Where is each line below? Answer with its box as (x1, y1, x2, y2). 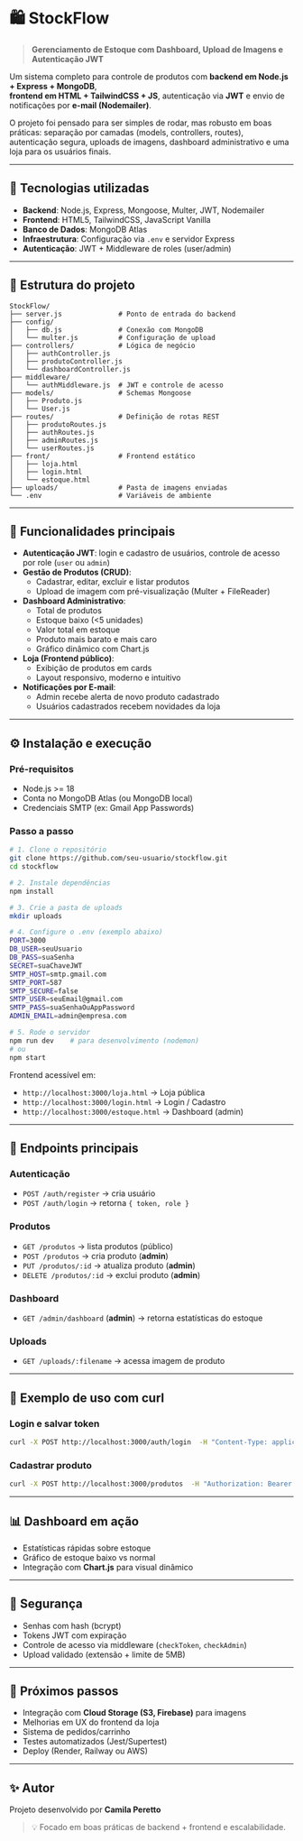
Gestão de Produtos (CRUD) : (22, 566, 132, 578)
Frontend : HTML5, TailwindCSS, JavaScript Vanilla (22, 214, 211, 225)
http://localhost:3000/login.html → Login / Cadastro (22, 1096, 226, 1107)
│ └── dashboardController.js (9, 364, 131, 373)
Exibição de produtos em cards (35, 663, 152, 674)
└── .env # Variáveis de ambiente (9, 491, 212, 500)
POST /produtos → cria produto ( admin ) (22, 1250, 169, 1261)
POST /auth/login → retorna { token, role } (22, 1198, 189, 1209)
